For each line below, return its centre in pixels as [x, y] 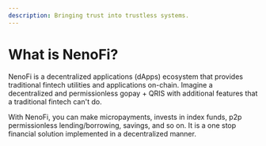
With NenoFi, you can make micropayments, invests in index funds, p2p [125, 117]
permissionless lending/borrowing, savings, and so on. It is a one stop [122, 125]
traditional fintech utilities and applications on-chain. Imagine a [111, 84]
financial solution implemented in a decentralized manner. [102, 133]
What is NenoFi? [63, 54]
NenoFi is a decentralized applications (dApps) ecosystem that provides [126, 77]
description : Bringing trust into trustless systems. [99, 15]
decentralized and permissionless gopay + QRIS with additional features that [133, 93]
